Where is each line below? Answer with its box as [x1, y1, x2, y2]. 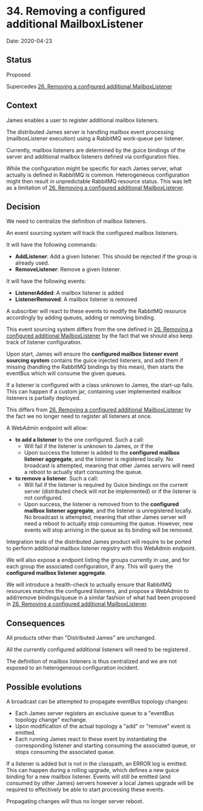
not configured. [24, 494, 63, 501]
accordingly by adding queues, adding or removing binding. [6, 314, 156, 321]
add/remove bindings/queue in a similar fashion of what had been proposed [6, 594, 196, 602]
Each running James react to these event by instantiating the [15, 736, 167, 742]
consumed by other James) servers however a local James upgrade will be [6, 779, 194, 787]
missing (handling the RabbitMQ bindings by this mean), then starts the [6, 363, 184, 371]
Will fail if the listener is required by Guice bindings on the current [24, 481, 188, 489]
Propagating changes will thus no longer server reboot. [6, 798, 144, 805]
